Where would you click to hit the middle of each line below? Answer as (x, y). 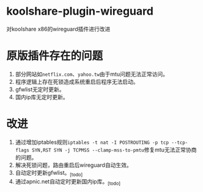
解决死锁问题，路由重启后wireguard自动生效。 (74, 165)
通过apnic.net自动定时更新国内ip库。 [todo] (68, 182)
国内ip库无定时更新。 (42, 97)
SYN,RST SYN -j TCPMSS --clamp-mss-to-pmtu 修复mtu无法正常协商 (114, 150)
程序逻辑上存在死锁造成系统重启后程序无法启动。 (77, 81)
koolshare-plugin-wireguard (80, 11)
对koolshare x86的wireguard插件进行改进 (58, 29)
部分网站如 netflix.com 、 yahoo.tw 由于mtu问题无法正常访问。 (91, 74)
